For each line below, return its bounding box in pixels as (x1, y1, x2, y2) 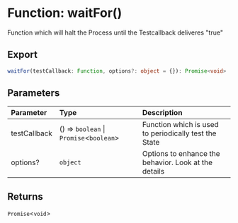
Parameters (7, 87, 60, 100)
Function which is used (142, 120, 220, 130)
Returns (7, 191, 44, 203)
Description (142, 108, 183, 118)
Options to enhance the (142, 149, 221, 159)
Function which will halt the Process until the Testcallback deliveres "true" (7, 28, 223, 37)
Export (7, 49, 38, 61)
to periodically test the (142, 128, 217, 138)
